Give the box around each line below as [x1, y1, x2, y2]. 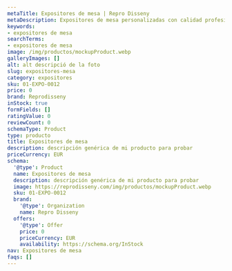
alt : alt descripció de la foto [7, 61, 100, 68]
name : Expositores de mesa [13, 170, 91, 177]
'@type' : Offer [19, 221, 64, 228]
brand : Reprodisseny [7, 94, 67, 101]
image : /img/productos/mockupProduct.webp [7, 49, 131, 56]
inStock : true [7, 100, 48, 107]
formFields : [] [7, 106, 51, 113]
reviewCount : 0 [7, 119, 51, 126]
